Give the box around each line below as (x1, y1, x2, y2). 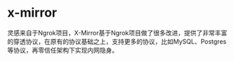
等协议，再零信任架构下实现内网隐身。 (7, 46, 118, 54)
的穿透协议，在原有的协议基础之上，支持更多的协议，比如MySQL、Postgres (7, 37, 227, 46)
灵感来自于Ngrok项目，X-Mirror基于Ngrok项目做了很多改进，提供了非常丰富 (7, 28, 228, 37)
